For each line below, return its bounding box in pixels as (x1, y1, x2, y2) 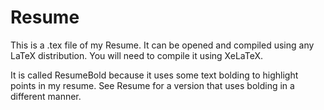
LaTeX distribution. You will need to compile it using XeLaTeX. (10, 49, 263, 61)
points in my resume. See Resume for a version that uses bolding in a (10, 79, 295, 91)
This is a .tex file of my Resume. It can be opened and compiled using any (10, 39, 315, 51)
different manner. (10, 90, 82, 102)
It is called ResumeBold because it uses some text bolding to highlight (10, 69, 299, 81)
